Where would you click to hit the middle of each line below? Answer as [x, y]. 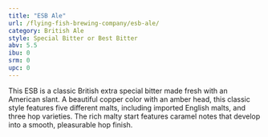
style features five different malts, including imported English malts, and [127, 107]
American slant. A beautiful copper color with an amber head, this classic [129, 99]
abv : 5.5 [23, 46]
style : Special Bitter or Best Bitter [73, 38]
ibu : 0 [19, 53]
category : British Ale [46, 30]
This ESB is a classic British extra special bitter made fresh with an [118, 91]
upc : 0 [19, 68]
